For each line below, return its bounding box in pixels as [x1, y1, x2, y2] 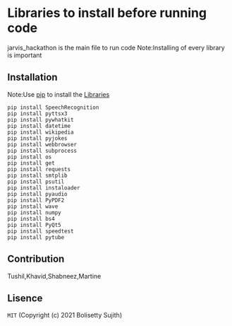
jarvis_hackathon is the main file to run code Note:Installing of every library [7, 43, 226, 52]
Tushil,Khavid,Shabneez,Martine [7, 272, 102, 280]
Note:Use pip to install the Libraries [7, 90, 110, 98]
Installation [7, 71, 58, 83]
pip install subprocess [7, 147, 78, 154]
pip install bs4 [7, 215, 55, 222]
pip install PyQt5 [7, 221, 61, 228]
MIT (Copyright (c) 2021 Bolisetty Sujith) [7, 311, 123, 320]
